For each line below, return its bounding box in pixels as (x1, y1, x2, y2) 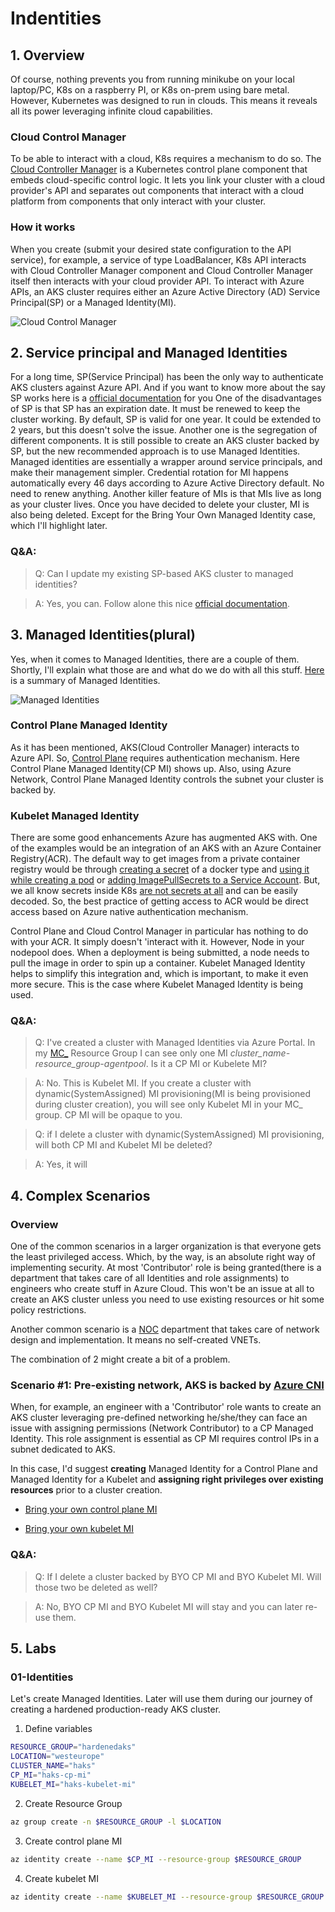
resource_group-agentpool (34, 1058, 147, 1070)
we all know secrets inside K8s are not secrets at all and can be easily (10, 885, 298, 897)
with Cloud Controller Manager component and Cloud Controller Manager (10, 264, 314, 276)
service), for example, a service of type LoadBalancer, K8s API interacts (10, 253, 307, 266)
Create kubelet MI (24, 1872, 99, 1884)
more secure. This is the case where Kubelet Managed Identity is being (10, 978, 304, 991)
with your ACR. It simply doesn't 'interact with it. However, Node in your (10, 936, 305, 948)
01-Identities (10, 1670, 74, 1684)
